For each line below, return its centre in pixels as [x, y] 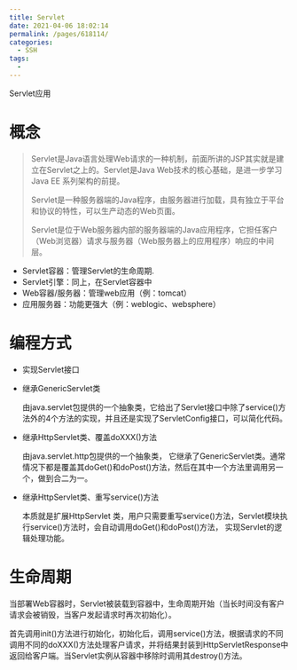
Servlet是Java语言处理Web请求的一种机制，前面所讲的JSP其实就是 [153, 158]
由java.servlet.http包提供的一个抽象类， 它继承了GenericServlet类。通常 [154, 456]
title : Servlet [37, 17]
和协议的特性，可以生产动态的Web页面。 [105, 210]
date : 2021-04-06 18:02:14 [59, 26]
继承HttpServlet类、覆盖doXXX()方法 [90, 437]
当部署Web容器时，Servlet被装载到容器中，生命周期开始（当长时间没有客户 [147, 603]
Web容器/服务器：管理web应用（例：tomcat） [107, 293]
